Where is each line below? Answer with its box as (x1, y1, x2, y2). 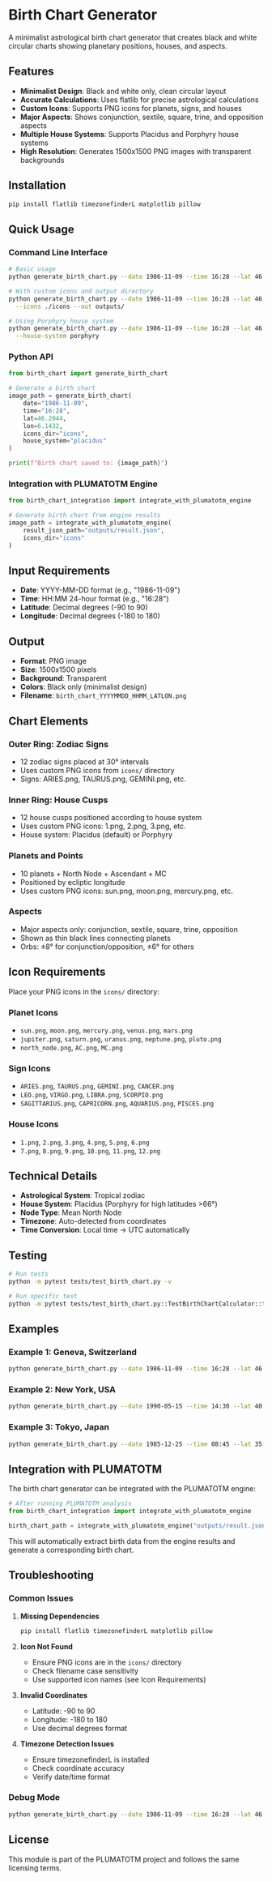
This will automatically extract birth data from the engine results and (8, 1536, 236, 1545)
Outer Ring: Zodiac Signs (8, 738, 109, 750)
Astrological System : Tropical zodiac (19, 1191, 146, 1200)
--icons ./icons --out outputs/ (15, 302, 125, 310)
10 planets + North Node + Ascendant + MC (19, 869, 168, 879)
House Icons (8, 1118, 59, 1130)
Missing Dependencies (19, 1611, 100, 1621)
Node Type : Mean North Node (19, 1208, 122, 1217)
